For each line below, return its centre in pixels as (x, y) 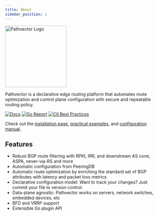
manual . (13, 129)
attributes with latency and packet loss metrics (59, 177)
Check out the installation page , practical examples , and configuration (76, 123)
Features (19, 144)
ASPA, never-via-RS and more (43, 161)
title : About (18, 10)
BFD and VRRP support (36, 203)
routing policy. (20, 104)
